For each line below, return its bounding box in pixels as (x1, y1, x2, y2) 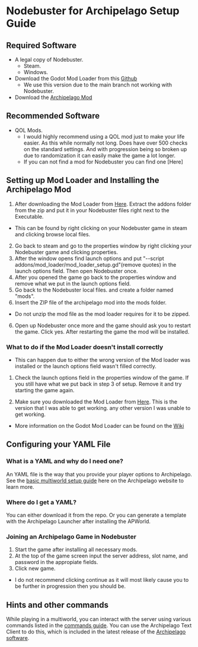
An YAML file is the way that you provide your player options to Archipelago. (6, 470, 193, 478)
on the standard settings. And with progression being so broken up (23, 145, 187, 152)
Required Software (6, 40, 77, 50)
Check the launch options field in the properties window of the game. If (14, 374, 189, 381)
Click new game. (14, 565, 56, 572)
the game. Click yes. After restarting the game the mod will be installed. (14, 328, 190, 335)
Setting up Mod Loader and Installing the (6, 175, 159, 185)
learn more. (6, 483, 34, 490)
